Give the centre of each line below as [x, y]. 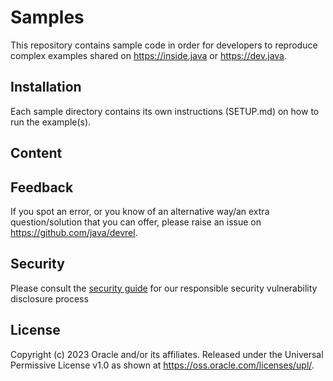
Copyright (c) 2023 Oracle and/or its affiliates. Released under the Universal [167, 354]
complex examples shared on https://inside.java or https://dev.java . [148, 55]
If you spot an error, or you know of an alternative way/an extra [140, 211]
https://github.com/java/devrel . [74, 232]
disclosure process [49, 298]
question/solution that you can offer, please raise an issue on [136, 222]
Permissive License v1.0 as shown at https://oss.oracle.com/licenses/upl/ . [162, 365]
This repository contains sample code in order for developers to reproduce [164, 45]
